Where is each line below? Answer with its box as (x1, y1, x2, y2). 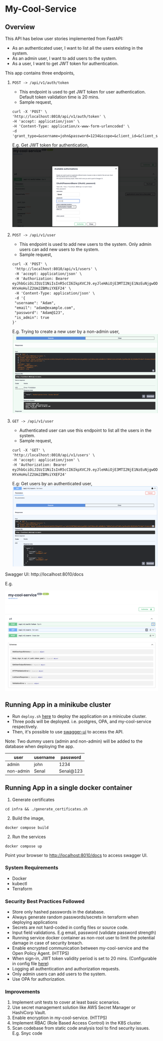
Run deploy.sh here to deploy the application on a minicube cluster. (12, 713, 147, 719)
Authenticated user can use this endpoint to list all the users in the (19, 427, 152, 433)
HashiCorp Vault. (12, 1010, 47, 1016)
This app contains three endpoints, (5, 70, 75, 76)
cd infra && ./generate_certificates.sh (5, 806, 88, 811)
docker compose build (5, 825, 49, 830)
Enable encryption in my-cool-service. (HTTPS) (12, 1015, 108, 1021)
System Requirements (5, 864, 59, 871)
